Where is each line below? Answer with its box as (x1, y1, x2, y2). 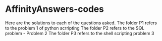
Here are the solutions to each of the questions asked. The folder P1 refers (5, 20, 157, 26)
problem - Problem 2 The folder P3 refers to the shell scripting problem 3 (5, 30, 155, 36)
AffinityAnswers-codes (5, 3, 104, 15)
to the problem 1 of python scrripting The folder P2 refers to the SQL (5, 25, 145, 31)
